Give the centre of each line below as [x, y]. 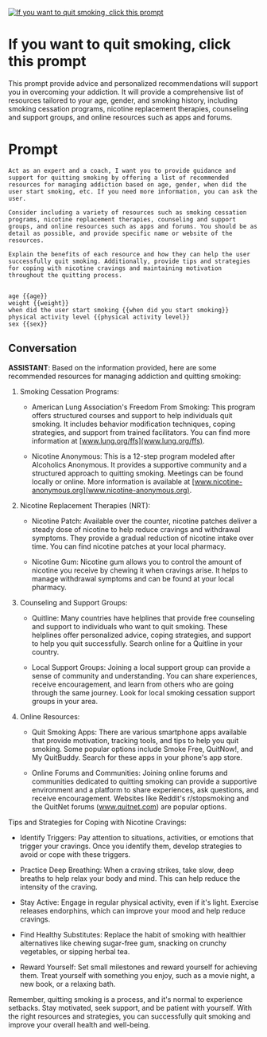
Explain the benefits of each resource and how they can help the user [129, 254]
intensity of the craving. [58, 886]
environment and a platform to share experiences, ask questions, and [145, 789]
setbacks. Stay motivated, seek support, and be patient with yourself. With [130, 1008]
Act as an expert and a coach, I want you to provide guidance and [122, 170]
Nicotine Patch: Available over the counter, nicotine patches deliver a [144, 521]
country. [45, 652]
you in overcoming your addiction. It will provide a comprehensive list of [126, 92]
